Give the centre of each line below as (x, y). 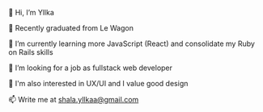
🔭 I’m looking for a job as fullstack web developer (90, 68)
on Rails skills (31, 52)
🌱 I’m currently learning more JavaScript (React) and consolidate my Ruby (131, 44)
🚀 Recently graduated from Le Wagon (71, 28)
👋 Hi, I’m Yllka (32, 12)
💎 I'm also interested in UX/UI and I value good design (98, 83)
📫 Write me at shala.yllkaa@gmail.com (74, 100)
